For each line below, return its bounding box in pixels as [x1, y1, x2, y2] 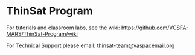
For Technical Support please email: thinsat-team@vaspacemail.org [6, 42, 175, 49]
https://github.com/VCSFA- [121, 24, 189, 31]
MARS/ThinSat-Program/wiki [6, 30, 78, 37]
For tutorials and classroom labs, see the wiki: [6, 24, 120, 31]
